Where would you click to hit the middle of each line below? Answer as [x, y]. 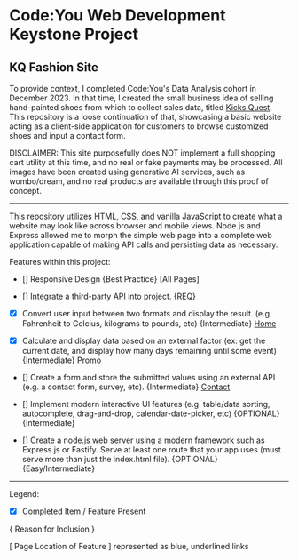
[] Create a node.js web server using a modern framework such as [143, 440]
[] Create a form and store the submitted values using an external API [149, 378]
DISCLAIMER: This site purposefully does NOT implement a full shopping [142, 153]
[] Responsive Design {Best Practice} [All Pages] [110, 279]
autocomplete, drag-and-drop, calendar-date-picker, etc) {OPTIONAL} [151, 413]
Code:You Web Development [118, 16]
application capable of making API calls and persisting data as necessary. [144, 244]
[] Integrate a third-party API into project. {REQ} [109, 296]
